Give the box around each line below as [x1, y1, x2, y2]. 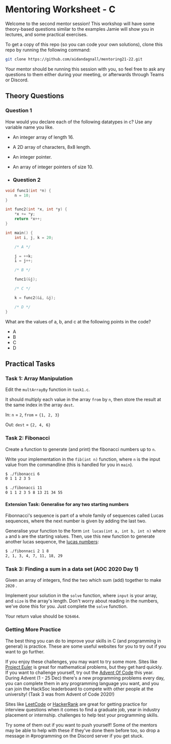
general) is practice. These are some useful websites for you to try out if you [5, 643, 166, 649]
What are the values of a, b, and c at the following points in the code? [5, 318, 152, 324]
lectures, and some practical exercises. [5, 31, 88, 37]
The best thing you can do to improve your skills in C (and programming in [5, 638, 161, 644]
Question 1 [5, 107, 32, 114]
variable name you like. [5, 124, 54, 130]
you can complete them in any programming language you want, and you [5, 680, 159, 686]
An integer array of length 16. [12, 134, 74, 140]
